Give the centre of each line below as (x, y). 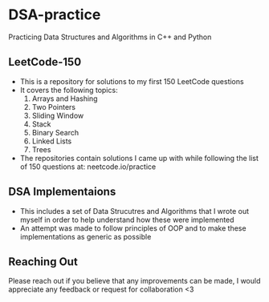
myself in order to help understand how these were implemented (127, 219)
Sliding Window (58, 115)
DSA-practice (55, 15)
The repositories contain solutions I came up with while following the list (139, 158)
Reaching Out (43, 262)
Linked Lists (52, 141)
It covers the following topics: (69, 90)
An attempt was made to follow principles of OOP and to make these (133, 228)
